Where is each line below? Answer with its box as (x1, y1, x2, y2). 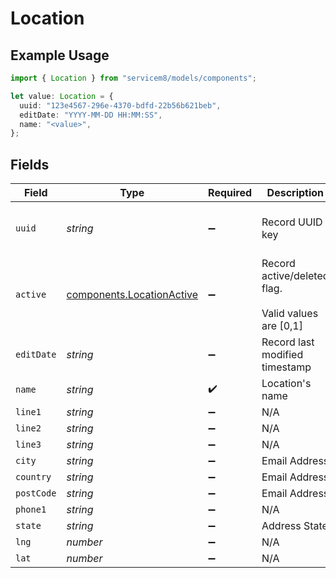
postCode (15, 488, 57, 499)
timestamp (261, 360, 312, 374)
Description (266, 186, 325, 200)
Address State (261, 519, 328, 533)
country (15, 472, 52, 483)
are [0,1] (261, 319, 303, 333)
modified (261, 348, 304, 362)
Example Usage (10, 47, 110, 64)
